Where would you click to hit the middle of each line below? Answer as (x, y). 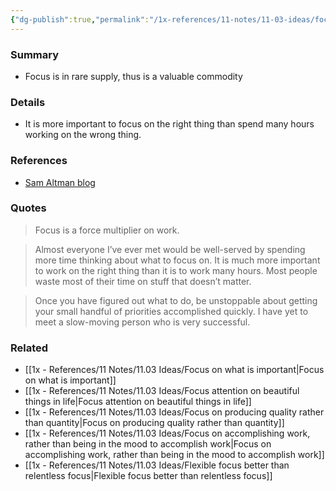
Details (28, 102)
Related (29, 348)
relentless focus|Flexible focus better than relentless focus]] (148, 476)
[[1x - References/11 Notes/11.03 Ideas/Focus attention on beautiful (162, 391)
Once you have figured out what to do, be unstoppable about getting (176, 300)
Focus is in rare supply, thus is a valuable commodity (133, 76)
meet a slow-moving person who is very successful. (142, 322)
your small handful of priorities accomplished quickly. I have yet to (171, 311)
